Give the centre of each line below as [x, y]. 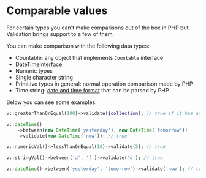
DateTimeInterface [39, 64]
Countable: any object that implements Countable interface [89, 57]
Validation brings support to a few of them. [60, 34]
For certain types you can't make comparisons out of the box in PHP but [97, 28]
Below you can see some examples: [51, 102]
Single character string [44, 77]
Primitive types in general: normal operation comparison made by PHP [104, 84]
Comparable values [57, 11]
